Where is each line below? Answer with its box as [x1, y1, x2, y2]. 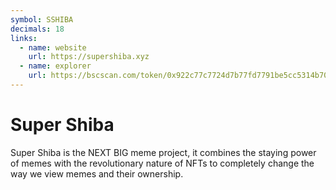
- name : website [19, 42, 87, 53]
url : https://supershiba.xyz [28, 52, 150, 62]
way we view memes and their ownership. [10, 167, 184, 180]
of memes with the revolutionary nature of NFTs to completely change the [10, 157, 315, 169]
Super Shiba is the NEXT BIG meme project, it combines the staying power [10, 146, 317, 158]
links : [10, 33, 38, 43]
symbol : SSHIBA [10, 14, 74, 25]
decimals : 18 [10, 24, 65, 34]
